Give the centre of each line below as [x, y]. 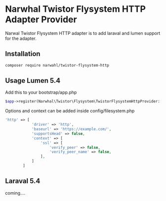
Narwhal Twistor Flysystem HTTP [75, 9]
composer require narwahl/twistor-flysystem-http [57, 65]
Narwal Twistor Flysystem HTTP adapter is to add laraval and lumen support [83, 33]
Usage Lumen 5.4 [33, 81]
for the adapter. [21, 38]
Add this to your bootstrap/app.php [41, 93]
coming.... [15, 193]
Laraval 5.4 [23, 181]
